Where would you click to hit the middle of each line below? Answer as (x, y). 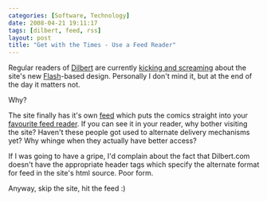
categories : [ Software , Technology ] (69, 15)
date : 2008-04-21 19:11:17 (53, 23)
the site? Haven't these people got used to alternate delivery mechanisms (129, 133)
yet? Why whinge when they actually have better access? (102, 141)
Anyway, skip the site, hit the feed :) (67, 188)
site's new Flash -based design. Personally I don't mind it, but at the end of (130, 76)
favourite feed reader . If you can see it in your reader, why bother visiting (128, 124)
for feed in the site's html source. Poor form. (81, 173)
